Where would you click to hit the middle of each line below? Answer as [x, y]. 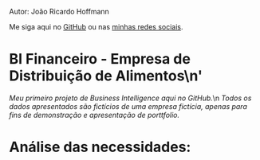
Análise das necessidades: [100, 147]
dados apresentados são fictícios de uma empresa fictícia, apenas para [128, 106]
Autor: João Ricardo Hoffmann [59, 12]
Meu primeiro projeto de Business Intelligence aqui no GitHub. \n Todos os [130, 98]
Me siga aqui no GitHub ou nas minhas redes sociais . [96, 27]
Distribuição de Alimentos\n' [106, 76]
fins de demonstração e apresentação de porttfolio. [95, 115]
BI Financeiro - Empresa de [100, 59]
